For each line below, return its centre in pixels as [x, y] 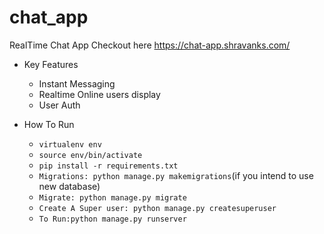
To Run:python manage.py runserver [112, 219]
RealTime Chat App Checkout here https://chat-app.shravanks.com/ [150, 45]
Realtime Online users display [99, 94]
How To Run [49, 124]
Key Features [51, 64]
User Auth [59, 105]
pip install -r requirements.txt [108, 166]
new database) [69, 186]
